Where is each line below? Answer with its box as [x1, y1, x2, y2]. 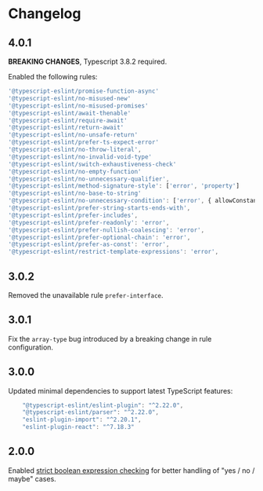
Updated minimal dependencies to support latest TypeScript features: [8, 386, 233, 395]
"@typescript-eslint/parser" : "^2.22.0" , [22, 409, 159, 416]
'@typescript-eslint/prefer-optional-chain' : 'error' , [8, 233, 191, 241]
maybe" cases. [8, 474, 56, 483]
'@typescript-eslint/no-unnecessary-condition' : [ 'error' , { [8, 197, 212, 205]
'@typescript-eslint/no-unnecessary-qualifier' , [8, 174, 170, 183]
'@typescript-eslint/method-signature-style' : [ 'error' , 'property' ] [8, 182, 240, 190]
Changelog [8, 5, 81, 23]
